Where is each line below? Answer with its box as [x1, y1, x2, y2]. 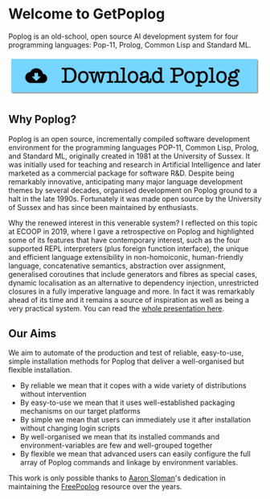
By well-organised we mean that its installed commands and [19, 432, 219, 442]
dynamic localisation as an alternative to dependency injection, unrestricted [8, 278, 259, 287]
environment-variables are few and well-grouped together [19, 440, 213, 451]
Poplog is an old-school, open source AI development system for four [8, 31, 239, 41]
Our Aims [8, 327, 57, 340]
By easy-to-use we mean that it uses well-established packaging [19, 398, 235, 407]
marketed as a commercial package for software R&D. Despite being [8, 168, 235, 178]
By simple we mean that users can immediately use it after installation [19, 415, 252, 425]
